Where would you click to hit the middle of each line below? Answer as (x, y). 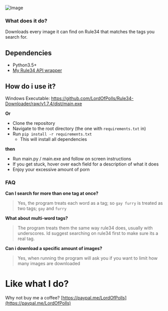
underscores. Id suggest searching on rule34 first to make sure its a (88, 234)
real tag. (26, 239)
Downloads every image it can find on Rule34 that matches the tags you (80, 32)
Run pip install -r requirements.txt (52, 134)
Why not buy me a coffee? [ (34, 298)
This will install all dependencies (53, 139)
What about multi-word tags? (37, 218)
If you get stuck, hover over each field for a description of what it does (86, 164)
